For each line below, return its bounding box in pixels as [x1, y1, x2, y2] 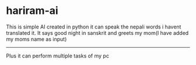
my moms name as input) [6, 35, 67, 42]
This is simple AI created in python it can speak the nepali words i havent [6, 23, 181, 30]
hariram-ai [6, 4, 58, 17]
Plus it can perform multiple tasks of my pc [6, 52, 110, 59]
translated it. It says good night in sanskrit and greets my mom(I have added [6, 29, 189, 36]
